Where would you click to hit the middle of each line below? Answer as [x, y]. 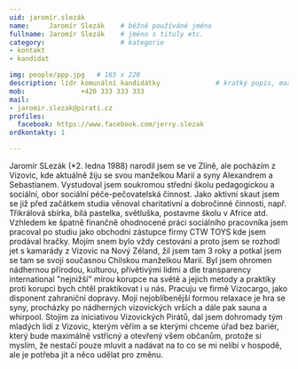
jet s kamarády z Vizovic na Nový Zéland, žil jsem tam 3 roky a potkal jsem [145, 251]
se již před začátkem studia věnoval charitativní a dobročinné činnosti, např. [148, 204]
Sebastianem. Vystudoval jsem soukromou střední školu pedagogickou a [142, 184]
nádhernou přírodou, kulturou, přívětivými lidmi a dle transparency [130, 269]
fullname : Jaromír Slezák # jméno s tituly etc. [106, 34]
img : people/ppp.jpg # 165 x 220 [75, 75]
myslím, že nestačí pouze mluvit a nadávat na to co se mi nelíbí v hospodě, [145, 345]
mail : [19, 100]
